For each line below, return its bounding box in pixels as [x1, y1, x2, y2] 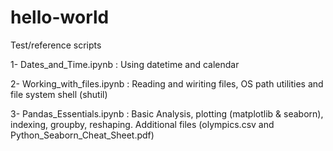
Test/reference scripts [10, 39, 102, 51]
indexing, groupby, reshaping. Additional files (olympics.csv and [10, 118, 275, 130]
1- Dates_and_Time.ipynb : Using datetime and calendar [10, 58, 240, 70]
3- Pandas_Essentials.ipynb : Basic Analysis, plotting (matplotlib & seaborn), [10, 107, 324, 120]
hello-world [10, 6, 110, 29]
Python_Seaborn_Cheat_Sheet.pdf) [10, 129, 155, 141]
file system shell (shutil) [10, 88, 108, 100]
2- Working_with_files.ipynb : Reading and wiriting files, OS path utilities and [10, 77, 324, 90]
